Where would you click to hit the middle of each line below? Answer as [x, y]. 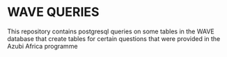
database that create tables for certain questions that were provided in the [114, 38]
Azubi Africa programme [42, 46]
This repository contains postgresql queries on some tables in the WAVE [111, 31]
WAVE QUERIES [53, 12]
